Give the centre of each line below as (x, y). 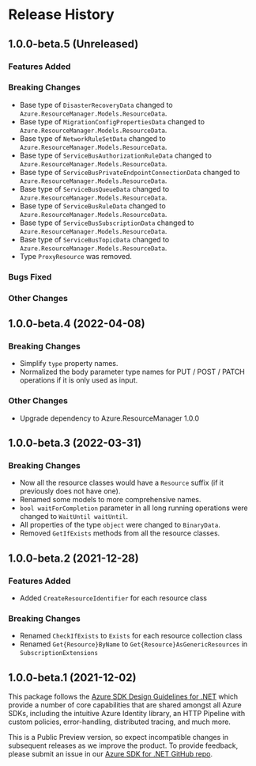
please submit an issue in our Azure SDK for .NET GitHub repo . (111, 754)
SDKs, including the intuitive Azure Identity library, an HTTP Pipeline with (127, 714)
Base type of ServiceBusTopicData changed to (94, 239)
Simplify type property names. (69, 364)
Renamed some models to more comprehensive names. (110, 500)
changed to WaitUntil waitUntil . (74, 516)
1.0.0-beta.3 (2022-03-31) (75, 443)
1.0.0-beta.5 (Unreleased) (73, 44)
